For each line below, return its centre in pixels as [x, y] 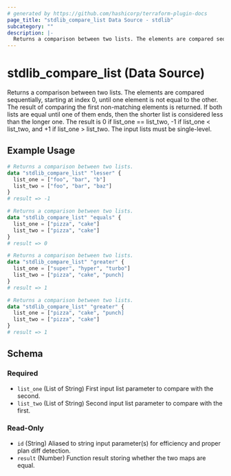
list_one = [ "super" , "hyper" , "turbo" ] [72, 269]
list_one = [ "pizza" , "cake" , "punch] [69, 313]
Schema [25, 354]
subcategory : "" [30, 26]
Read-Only [26, 428]
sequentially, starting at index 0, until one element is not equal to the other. [113, 100]
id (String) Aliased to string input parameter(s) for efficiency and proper [119, 443]
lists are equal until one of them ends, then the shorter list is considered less [115, 115]
